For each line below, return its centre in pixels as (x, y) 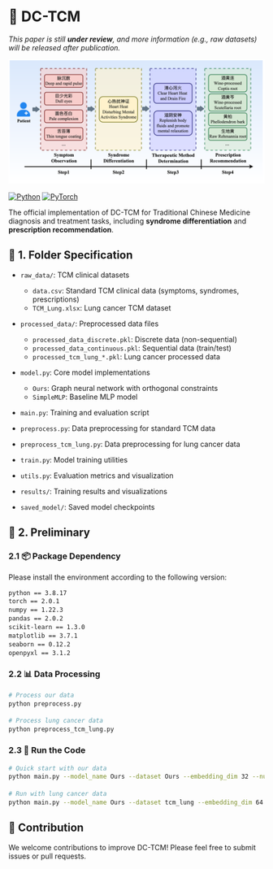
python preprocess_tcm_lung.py (61, 730)
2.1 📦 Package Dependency (65, 556)
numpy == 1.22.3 (36, 610)
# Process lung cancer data (56, 721)
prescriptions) (56, 299)
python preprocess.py (45, 704)
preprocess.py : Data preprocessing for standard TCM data (118, 428)
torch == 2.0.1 (34, 602)
